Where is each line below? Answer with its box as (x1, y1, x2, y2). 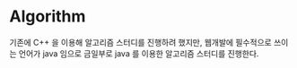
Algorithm (9, 6, 86, 27)
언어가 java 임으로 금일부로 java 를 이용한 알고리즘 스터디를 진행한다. (18, 47, 259, 59)
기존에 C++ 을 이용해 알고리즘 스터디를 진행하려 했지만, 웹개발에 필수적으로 (9, 37, 272, 47)
